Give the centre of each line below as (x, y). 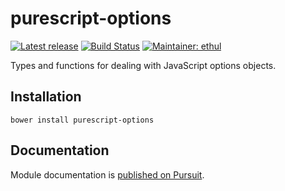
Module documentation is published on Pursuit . (107, 174)
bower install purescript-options (82, 120)
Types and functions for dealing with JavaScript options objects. (143, 65)
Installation (46, 97)
